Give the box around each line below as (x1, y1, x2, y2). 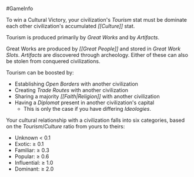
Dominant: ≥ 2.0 (14, 165, 54, 172)
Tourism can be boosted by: (6, 69, 74, 76)
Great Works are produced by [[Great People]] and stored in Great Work (6, 45, 181, 52)
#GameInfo (6, 5, 34, 12)
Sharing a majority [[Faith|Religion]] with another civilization (14, 93, 160, 100)
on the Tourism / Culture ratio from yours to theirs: (6, 123, 125, 130)
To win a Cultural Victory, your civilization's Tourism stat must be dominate (6, 16, 187, 23)
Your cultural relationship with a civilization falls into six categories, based (6, 117, 185, 124)
